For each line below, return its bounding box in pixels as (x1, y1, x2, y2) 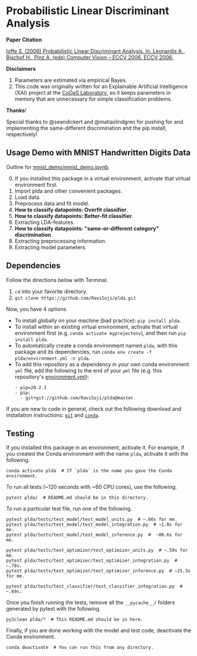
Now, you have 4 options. (6, 305, 68, 313)
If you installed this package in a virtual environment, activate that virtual (14, 175, 191, 182)
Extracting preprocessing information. (14, 237, 107, 244)
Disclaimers (6, 65, 36, 72)
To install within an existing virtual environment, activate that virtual (14, 323, 178, 330)
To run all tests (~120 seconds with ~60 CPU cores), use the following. (6, 483, 178, 491)
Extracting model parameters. (14, 243, 87, 251)
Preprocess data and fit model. (14, 200, 90, 207)
